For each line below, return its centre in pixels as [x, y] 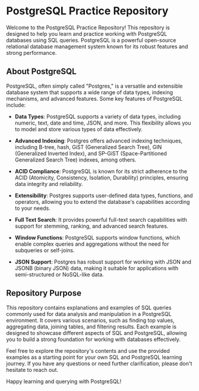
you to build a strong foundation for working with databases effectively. [94, 339]
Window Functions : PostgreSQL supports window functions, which [97, 237]
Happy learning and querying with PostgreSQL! [64, 381]
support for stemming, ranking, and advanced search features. [91, 226]
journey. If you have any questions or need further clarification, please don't [99, 363]
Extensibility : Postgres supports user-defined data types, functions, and [104, 195]
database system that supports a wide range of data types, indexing [90, 92]
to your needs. [32, 208]
